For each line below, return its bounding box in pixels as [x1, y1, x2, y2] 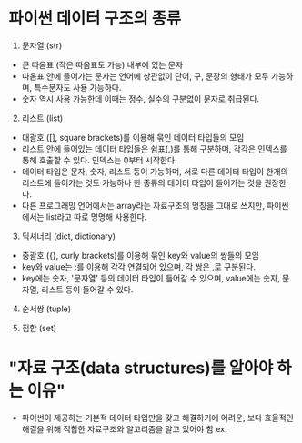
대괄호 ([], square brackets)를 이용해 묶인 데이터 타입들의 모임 [21, 132, 245, 143]
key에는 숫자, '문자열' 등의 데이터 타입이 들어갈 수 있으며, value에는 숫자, [21, 272, 281, 283]
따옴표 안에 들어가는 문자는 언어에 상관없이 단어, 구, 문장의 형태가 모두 [21, 70, 269, 82]
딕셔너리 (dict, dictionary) [21, 231, 116, 241]
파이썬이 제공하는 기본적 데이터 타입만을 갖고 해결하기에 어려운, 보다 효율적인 [21, 412, 295, 423]
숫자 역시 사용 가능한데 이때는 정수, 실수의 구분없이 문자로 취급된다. [21, 93, 260, 104]
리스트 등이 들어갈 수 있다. [41, 283, 134, 295]
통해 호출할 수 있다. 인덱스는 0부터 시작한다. [21, 154, 178, 165]
